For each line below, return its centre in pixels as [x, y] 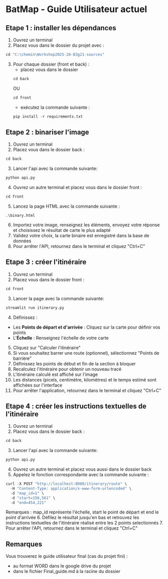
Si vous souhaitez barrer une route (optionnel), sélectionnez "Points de [86, 353]
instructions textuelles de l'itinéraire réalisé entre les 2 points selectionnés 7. [85, 523]
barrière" [22, 358]
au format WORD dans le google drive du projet [62, 566]
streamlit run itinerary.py [35, 308]
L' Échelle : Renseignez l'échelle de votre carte [61, 338]
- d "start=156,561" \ [33, 498]
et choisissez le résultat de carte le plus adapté [62, 230]
